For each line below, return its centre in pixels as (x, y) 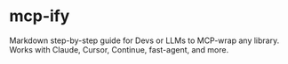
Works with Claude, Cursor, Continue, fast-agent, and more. (119, 49)
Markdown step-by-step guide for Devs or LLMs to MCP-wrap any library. (144, 40)
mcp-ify (40, 16)
